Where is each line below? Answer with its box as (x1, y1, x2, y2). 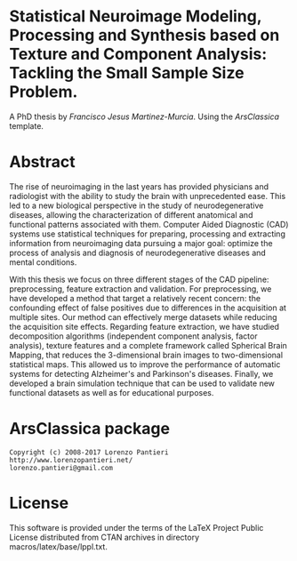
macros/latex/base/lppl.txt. (9, 541, 108, 552)
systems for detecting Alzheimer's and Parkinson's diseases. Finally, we (9, 368, 274, 379)
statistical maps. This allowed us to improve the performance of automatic (9, 358, 281, 370)
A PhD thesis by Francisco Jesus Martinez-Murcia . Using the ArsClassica (9, 111, 280, 122)
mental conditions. (9, 256, 77, 268)
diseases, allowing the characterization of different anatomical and (9, 209, 253, 220)
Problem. (9, 82, 78, 102)
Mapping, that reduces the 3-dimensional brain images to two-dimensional (9, 349, 283, 360)
